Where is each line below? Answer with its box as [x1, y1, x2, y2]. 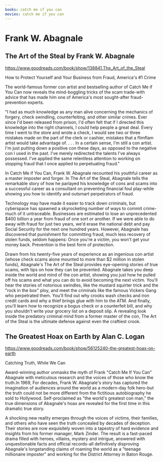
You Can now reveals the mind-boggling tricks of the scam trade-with [5, 89, 145, 95]
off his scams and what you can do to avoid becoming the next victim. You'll [5, 277, 158, 283]
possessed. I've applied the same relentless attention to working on [5, 155, 141, 161]
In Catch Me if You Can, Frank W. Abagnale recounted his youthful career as [5, 170, 158, 176]
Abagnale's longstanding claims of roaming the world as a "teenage [5, 446, 141, 452]
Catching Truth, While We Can [5, 360, 66, 366]
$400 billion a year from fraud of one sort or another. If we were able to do [5, 215, 155, 222]
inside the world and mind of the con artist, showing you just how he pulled [5, 271, 156, 278]
